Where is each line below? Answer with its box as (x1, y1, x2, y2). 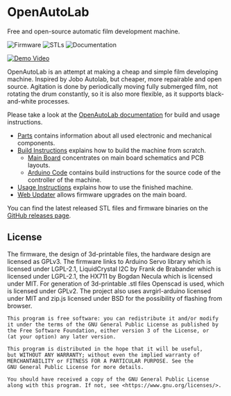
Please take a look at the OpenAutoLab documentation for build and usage (7, 110, 221, 119)
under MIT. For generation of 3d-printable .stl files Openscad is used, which (7, 279, 224, 288)
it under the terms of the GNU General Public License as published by (7, 321, 219, 328)
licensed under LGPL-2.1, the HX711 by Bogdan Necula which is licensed (7, 272, 213, 280)
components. (17, 138, 55, 147)
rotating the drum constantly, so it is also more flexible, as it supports (7, 90, 205, 98)
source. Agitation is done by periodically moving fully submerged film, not (7, 82, 219, 90)
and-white (7, 97, 37, 105)
